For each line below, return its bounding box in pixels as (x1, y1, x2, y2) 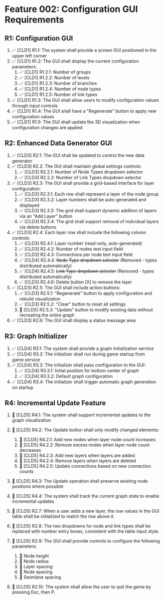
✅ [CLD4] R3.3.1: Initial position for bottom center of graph (19, 367, 139, 373)
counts (19, 468, 34, 475)
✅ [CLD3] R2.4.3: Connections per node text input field (19, 251, 133, 258)
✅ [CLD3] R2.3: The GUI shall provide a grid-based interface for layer (11, 180, 155, 186)
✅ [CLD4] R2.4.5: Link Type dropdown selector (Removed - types (19, 268, 155, 274)
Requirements (4, 14, 64, 25)
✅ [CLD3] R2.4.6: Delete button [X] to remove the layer (19, 279, 133, 285)
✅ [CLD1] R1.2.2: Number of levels (19, 75, 90, 80)
